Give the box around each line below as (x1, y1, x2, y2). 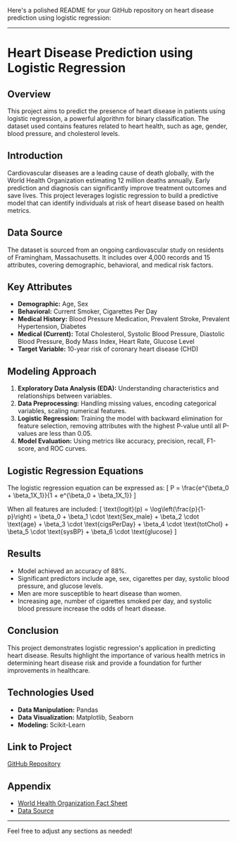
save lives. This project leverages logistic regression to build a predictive (7, 191, 219, 200)
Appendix (7, 780, 51, 792)
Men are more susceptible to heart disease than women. (17, 589, 182, 597)
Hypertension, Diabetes (17, 322, 87, 331)
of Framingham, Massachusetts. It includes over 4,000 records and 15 (7, 253, 210, 261)
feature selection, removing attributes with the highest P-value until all (17, 422, 221, 430)
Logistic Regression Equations (7, 465, 144, 477)
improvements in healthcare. (7, 666, 90, 674)
